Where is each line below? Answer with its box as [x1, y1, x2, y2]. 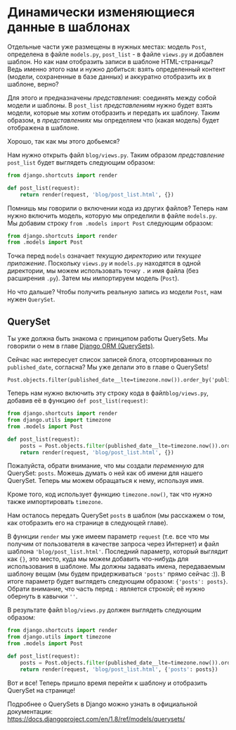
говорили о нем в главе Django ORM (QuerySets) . [7, 342, 155, 351]
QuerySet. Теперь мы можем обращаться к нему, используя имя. [7, 477, 204, 485]
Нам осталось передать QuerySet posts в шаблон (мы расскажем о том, [7, 511, 225, 520]
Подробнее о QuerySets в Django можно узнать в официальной [7, 700, 198, 708]
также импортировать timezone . [7, 498, 103, 506]
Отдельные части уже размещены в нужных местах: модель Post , [7, 42, 206, 51]
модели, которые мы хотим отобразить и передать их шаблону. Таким [7, 108, 220, 117]
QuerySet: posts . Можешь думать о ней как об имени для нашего [7, 469, 204, 477]
